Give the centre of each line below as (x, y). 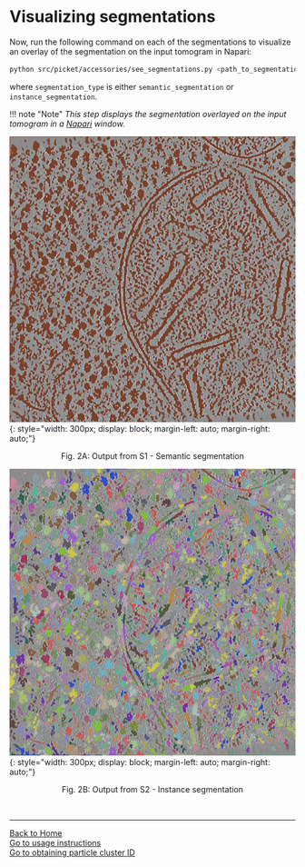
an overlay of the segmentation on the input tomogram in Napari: (131, 51)
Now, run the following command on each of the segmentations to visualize (150, 42)
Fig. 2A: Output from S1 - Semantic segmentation (152, 456)
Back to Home (36, 833)
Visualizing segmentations (113, 17)
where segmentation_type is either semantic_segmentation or (122, 86)
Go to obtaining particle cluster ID (73, 852)
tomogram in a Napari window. (67, 124)
